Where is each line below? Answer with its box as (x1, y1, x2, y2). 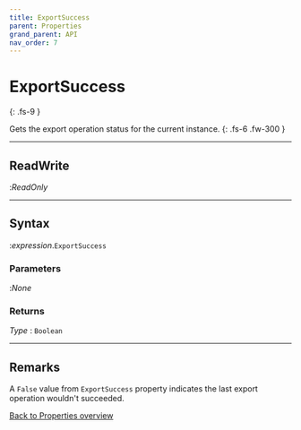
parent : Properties (9, 21, 82, 30)
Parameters (9, 262, 61, 274)
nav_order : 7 (9, 38, 58, 47)
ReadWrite (9, 158, 70, 173)
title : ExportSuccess (9, 13, 90, 22)
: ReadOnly (9, 182, 48, 193)
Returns (9, 305, 45, 318)
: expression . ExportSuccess (9, 239, 107, 251)
